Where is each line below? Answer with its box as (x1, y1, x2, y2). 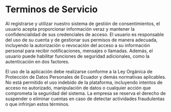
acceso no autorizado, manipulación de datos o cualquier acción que (5, 84, 151, 91)
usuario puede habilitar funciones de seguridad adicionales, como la (5, 53, 150, 59)
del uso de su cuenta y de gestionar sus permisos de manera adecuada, (5, 37, 158, 43)
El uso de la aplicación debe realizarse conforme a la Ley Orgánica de (5, 68, 153, 75)
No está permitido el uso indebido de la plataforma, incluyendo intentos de (5, 79, 163, 85)
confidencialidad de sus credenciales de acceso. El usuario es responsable (5, 31, 164, 37)
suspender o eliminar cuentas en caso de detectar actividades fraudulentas (5, 96, 165, 102)
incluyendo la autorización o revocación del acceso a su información (5, 42, 150, 48)
